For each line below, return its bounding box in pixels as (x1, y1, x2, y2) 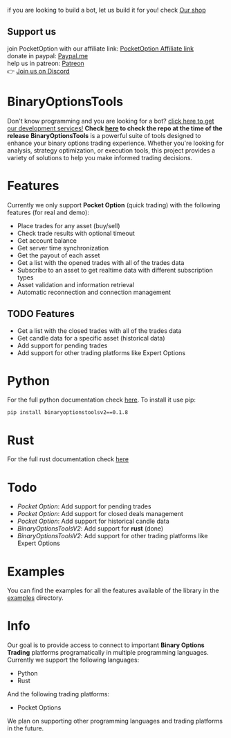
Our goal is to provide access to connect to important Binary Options (7, 641, 205, 649)
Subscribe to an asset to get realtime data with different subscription (17, 266, 213, 274)
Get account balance (17, 236, 77, 245)
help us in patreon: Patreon (7, 59, 84, 67)
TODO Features (7, 308, 75, 320)
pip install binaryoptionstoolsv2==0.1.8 (7, 409, 129, 416)
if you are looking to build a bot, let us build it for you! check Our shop (7, 6, 206, 14)
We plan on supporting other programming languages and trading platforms (7, 717, 223, 726)
